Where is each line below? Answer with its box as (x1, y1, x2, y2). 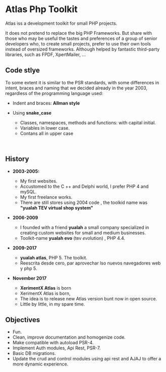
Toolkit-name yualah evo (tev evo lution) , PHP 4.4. (20, 235, 125, 241)
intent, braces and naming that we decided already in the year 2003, (5, 85, 148, 91)
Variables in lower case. (20, 125, 70, 131)
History (5, 155, 29, 164)
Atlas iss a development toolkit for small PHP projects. (5, 20, 118, 26)
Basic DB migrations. (12, 350, 57, 356)
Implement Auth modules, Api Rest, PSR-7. (12, 345, 101, 351)
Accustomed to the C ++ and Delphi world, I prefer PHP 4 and (20, 183, 149, 189)
